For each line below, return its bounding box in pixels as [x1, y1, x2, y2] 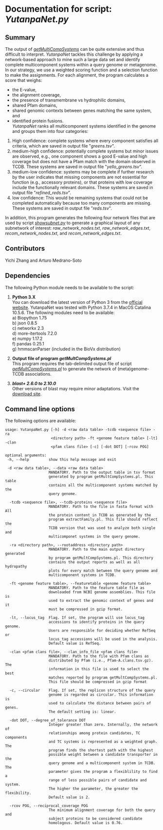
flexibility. [5, 790, 32, 796]
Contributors [5, 244, 45, 253]
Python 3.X [12, 294, 36, 300]
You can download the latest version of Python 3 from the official [12, 299, 143, 305]
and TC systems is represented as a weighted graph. [48, 739, 158, 745]
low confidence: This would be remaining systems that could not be [12, 195, 148, 201]
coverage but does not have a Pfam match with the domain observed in [12, 159, 156, 164]
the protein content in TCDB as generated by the [48, 513, 151, 518]
